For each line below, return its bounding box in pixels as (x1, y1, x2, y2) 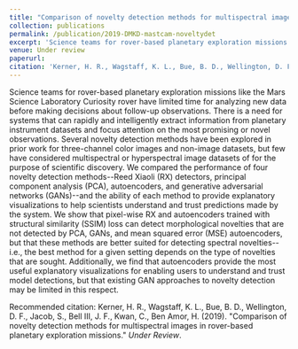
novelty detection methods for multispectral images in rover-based (9, 320, 254, 330)
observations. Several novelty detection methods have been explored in (9, 134, 272, 144)
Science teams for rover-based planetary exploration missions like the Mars (9, 86, 286, 97)
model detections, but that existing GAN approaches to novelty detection (9, 275, 276, 285)
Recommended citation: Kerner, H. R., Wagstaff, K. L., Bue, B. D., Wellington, (9, 301, 287, 312)
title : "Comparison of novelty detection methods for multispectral (9, 12, 268, 22)
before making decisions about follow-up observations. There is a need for (9, 105, 283, 116)
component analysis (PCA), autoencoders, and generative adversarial (9, 181, 263, 191)
